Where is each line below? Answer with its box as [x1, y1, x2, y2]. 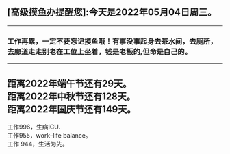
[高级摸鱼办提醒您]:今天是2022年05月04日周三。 [7, 6, 217, 18]
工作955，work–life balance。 [7, 131, 92, 139]
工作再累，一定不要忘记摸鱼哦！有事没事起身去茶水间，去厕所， [7, 36, 218, 46]
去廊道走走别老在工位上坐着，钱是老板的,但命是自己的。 [7, 47, 192, 56]
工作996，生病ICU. [7, 123, 61, 131]
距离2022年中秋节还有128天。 [7, 90, 136, 102]
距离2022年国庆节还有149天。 [7, 103, 136, 115]
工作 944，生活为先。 [7, 140, 68, 148]
